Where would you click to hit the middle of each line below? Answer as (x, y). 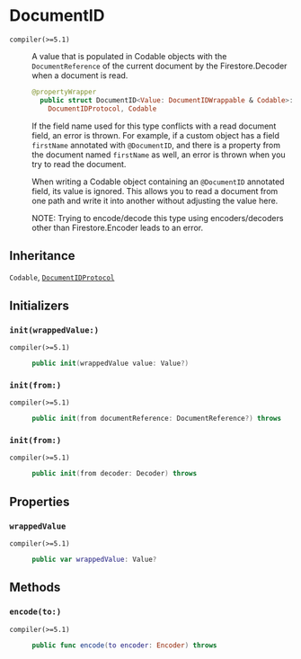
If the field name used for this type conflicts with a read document (154, 126)
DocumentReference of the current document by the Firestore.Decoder (159, 66)
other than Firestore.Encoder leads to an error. (118, 227)
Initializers (40, 305)
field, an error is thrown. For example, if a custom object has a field (156, 135)
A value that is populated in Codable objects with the (129, 56)
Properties (40, 501)
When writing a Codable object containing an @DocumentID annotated (158, 182)
